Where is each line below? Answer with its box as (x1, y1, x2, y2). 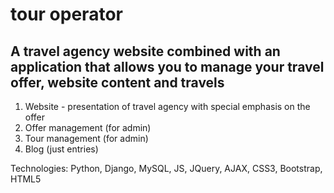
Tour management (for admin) (24, 133, 149, 144)
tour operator (10, 3, 123, 26)
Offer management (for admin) (24, 122, 152, 133)
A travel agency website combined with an (10, 43, 281, 60)
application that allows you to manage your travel (10, 58, 325, 75)
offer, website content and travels (10, 74, 225, 91)
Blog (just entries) (24, 143, 99, 155)
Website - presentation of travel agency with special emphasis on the (24, 101, 311, 112)
